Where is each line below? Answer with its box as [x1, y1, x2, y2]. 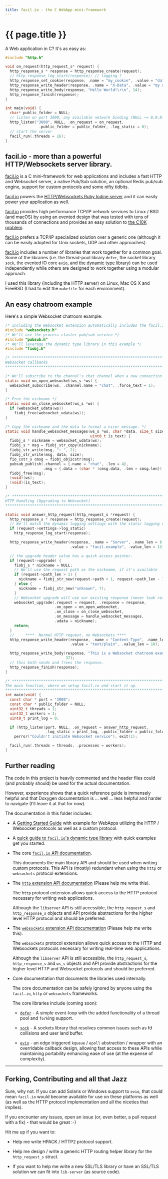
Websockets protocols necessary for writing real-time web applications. [12, 945, 161, 951]
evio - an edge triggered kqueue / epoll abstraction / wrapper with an [19, 1039, 162, 1046]
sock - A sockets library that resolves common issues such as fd [19, 1024, 152, 1031]
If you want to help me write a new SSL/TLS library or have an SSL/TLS [12, 1163, 159, 1169]
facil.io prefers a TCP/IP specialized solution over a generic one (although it [5, 234, 161, 240]
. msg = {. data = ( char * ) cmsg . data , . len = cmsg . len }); [43, 466, 164, 471]
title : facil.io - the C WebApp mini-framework [5, 7, 106, 13]
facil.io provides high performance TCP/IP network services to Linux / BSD [5, 209, 159, 215]
